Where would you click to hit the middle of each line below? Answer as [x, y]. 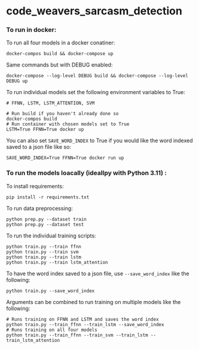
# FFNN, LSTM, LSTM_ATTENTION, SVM [50, 103]
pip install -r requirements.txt [48, 197]
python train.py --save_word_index [50, 291]
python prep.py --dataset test [45, 224]
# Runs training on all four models [52, 330]
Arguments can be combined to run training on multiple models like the [94, 302]
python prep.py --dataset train [46, 219]
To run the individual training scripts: [51, 236]
